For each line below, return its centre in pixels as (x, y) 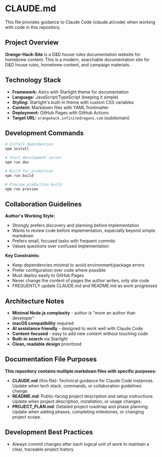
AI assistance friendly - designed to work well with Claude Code (77, 328)
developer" (23, 318)
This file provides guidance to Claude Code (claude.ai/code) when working (80, 22)
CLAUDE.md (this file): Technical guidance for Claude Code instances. (83, 380)
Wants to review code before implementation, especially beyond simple (84, 230)
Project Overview (32, 43)
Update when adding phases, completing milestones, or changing (78, 412)
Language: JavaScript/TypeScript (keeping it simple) (65, 97)
